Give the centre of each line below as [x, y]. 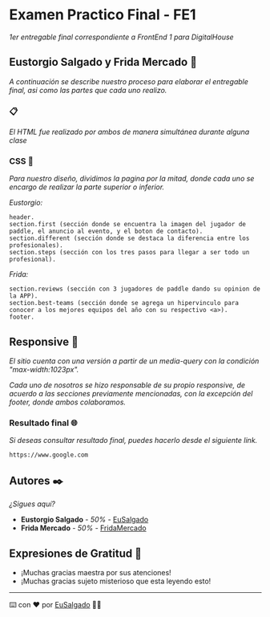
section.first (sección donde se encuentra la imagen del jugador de [128, 225]
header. [22, 217]
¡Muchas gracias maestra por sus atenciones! [96, 573]
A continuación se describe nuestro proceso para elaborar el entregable [129, 81]
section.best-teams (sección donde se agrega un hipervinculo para [124, 303]
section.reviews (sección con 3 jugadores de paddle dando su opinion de [135, 289]
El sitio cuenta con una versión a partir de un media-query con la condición [134, 361]
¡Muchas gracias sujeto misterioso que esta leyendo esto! [116, 581]
